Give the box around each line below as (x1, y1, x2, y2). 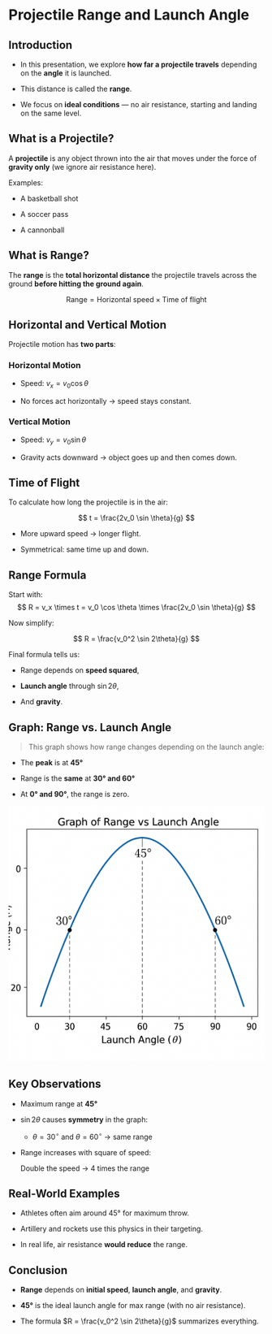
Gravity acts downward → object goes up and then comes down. (19, 453, 238, 462)
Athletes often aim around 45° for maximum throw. (19, 1208, 189, 1218)
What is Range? (8, 249, 89, 262)
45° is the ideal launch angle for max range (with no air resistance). (19, 1301, 246, 1310)
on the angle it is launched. (19, 68, 112, 78)
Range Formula (8, 568, 87, 582)
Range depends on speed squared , (19, 665, 140, 675)
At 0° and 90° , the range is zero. (19, 790, 130, 799)
